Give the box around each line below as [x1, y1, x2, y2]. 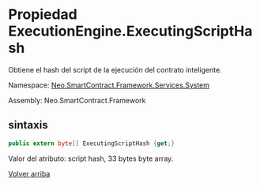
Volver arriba [8, 169, 51, 178]
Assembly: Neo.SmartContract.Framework [8, 95, 146, 105]
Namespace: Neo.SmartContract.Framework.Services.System [8, 80, 210, 90]
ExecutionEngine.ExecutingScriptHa [8, 22, 253, 40]
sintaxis [8, 118, 49, 132]
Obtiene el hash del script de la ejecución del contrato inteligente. [8, 65, 223, 74]
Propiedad [8, 6, 77, 24]
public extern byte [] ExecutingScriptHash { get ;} [8, 139, 175, 147]
